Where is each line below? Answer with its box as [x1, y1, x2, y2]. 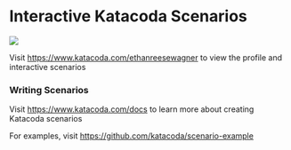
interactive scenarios [9, 61, 86, 72]
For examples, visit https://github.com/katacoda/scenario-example [9, 130, 254, 141]
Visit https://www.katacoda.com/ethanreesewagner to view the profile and [9, 51, 283, 63]
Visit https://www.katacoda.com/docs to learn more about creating [9, 104, 255, 114]
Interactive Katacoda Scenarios [9, 6, 247, 27]
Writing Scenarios [9, 83, 89, 96]
